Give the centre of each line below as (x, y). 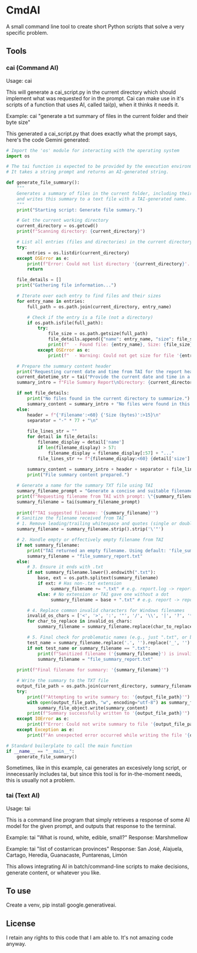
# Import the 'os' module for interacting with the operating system (93, 150)
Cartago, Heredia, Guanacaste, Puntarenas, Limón (67, 855)
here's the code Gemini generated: (48, 140)
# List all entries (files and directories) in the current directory (105, 242)
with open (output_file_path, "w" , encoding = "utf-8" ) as (97, 702)
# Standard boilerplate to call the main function (69, 746)
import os (18, 156)
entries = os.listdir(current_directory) (79, 253)
